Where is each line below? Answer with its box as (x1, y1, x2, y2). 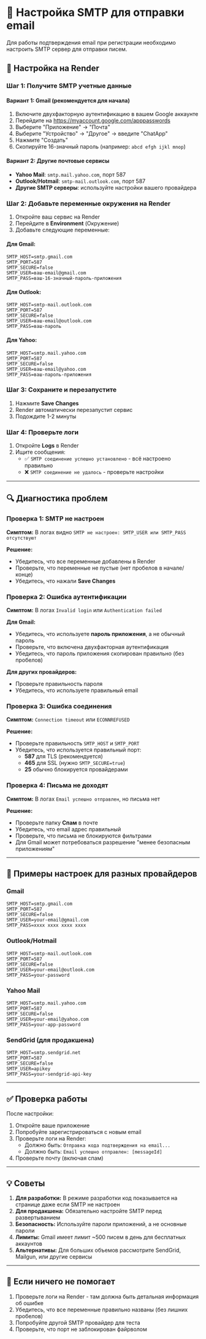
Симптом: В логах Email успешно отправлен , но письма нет (6, 795, 161, 802)
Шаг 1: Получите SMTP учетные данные (6, 82, 132, 90)
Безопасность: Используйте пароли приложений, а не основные (15, 1220, 187, 1227)
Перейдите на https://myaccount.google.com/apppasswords (15, 117, 170, 125)
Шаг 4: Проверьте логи (6, 428, 78, 437)
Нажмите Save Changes (15, 399, 79, 407)
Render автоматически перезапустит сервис (15, 406, 133, 413)
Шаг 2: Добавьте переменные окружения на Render (6, 199, 170, 208)
